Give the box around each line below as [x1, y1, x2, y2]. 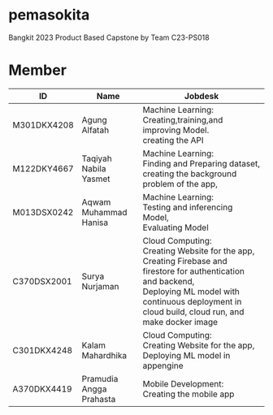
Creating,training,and [142, 114, 223, 125]
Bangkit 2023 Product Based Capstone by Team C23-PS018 [8, 32, 210, 42]
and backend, [142, 275, 195, 287]
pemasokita [8, 6, 90, 24]
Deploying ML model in [142, 349, 231, 361]
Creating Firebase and [142, 255, 227, 266]
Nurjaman [81, 280, 119, 292]
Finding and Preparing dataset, [142, 158, 260, 169]
